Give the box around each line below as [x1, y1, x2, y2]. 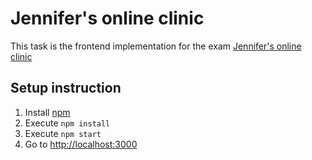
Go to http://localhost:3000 [24, 138, 138, 150]
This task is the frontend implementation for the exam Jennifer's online [10, 40, 302, 52]
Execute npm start [24, 127, 102, 139]
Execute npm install [24, 117, 111, 129]
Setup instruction [10, 80, 122, 97]
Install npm [24, 106, 71, 118]
